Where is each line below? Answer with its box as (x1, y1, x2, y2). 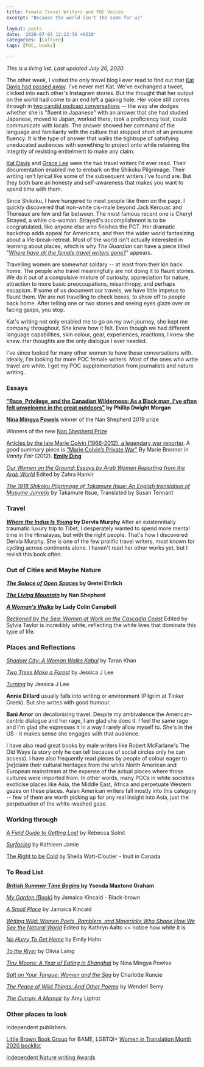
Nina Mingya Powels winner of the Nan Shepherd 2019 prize (6, 416, 160, 424)
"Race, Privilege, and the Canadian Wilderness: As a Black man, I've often (6, 397, 197, 405)
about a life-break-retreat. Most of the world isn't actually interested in (6, 236, 183, 243)
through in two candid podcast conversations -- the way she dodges (6, 102, 179, 110)
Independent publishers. (6, 1024, 68, 1031)
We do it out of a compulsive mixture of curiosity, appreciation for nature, (6, 274, 190, 281)
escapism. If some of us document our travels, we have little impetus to (6, 287, 186, 294)
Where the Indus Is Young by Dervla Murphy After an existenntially (6, 518, 177, 525)
